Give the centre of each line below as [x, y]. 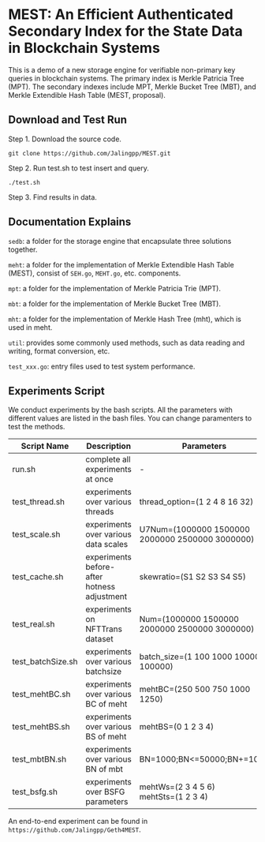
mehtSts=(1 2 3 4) [174, 797]
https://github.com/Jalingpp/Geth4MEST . [75, 829]
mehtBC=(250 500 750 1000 [195, 690]
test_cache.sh [38, 577]
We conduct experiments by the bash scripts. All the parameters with [120, 410]
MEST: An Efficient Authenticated [121, 15]
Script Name [45, 446]
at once [99, 479]
